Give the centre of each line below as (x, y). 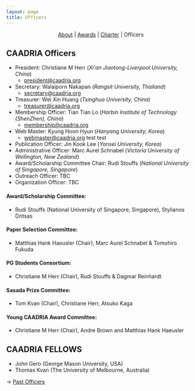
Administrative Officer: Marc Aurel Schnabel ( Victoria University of (97, 151)
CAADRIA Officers (41, 53)
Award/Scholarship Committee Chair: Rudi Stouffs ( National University (102, 163)
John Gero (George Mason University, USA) (69, 364)
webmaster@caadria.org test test (65, 138)
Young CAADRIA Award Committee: (52, 317)
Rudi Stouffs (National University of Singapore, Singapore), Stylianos (100, 209)
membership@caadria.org (56, 125)
